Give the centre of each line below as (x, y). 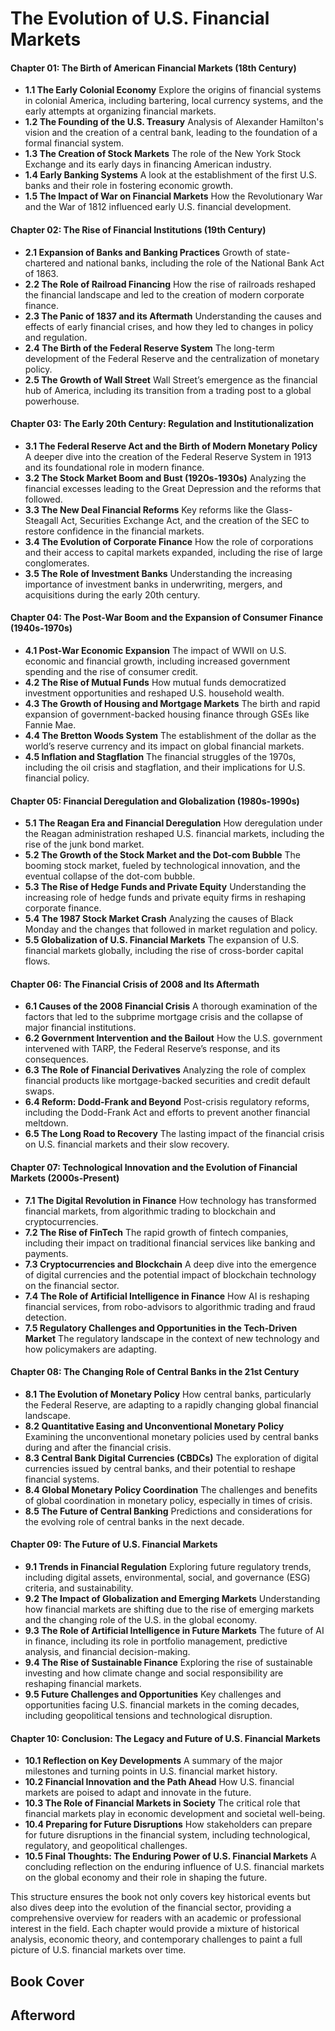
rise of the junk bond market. (84, 844)
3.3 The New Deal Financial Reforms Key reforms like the (144, 509)
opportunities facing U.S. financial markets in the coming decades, (162, 1705)
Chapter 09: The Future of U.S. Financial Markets (114, 1544)
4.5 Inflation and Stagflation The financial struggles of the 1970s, (160, 756)
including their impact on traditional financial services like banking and (170, 1243)
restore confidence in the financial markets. (114, 531)
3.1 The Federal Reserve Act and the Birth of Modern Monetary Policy (171, 446)
